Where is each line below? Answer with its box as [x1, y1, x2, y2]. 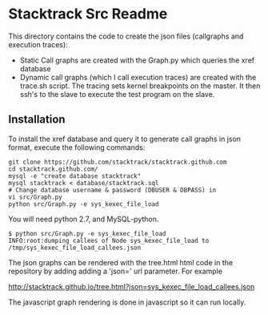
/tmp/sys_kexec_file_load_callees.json [8, 244, 142, 252]
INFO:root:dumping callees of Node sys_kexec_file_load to [8, 236, 210, 244]
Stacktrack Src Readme [8, 5, 168, 23]
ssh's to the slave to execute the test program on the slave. [19, 89, 215, 99]
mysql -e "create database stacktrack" [8, 172, 142, 180]
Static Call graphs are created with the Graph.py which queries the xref [19, 55, 254, 65]
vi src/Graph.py [8, 193, 62, 201]
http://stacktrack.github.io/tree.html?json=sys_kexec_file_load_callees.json [8, 281, 255, 291]
